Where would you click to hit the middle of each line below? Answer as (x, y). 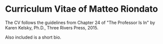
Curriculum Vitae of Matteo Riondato (81, 9)
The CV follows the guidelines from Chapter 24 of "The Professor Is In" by (80, 22)
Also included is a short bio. (33, 37)
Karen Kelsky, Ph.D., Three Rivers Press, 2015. (52, 27)
